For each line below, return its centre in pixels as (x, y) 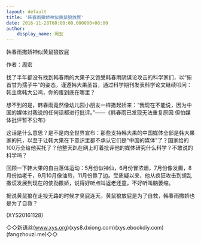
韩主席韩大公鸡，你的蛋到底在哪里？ (51, 92)
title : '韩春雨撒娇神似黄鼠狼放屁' (45, 17)
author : (16, 28)
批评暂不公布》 (30, 120)
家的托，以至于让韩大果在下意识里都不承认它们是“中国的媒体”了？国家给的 (98, 140)
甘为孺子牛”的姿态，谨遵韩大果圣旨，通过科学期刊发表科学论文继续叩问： (102, 85)
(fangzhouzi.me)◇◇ (32, 234)
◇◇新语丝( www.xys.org (37, 228)
